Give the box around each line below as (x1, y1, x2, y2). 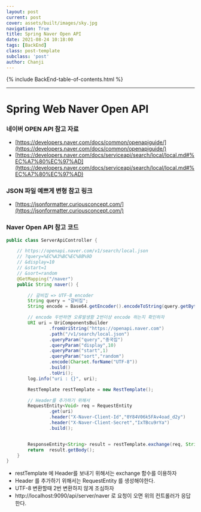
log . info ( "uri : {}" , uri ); (28, 376, 98, 382)
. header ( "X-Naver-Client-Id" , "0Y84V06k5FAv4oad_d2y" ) (48, 414, 186, 420)
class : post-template (6, 48, 60, 54)
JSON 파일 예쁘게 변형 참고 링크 (6, 187, 93, 195)
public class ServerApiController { (6, 237, 98, 243)
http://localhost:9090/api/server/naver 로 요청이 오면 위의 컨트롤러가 (14, 492, 180, 499)
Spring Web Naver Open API (6, 102, 149, 116)
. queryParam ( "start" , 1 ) (48, 348, 109, 354)
